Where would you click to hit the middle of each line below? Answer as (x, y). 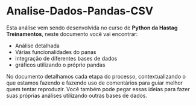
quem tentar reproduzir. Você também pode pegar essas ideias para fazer (98, 89)
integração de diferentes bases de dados (66, 58)
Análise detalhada (37, 46)
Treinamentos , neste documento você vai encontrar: (72, 34)
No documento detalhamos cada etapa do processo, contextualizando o (96, 76)
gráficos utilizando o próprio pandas (60, 65)
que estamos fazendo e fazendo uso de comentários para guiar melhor (94, 83)
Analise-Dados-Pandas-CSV (80, 11)
